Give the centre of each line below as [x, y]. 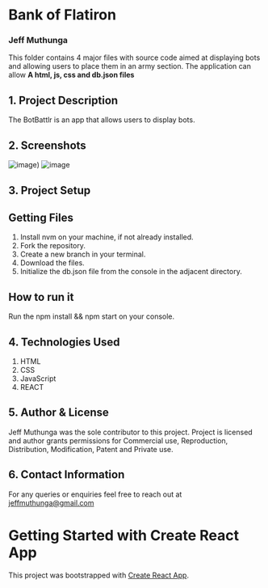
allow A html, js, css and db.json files [71, 75]
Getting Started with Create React [124, 535]
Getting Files [41, 217]
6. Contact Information [67, 475]
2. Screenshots [47, 145]
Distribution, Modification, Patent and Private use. [91, 449]
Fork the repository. [53, 246]
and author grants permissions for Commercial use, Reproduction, [118, 440]
